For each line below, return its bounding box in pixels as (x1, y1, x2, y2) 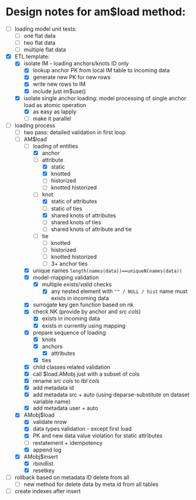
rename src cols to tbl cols (32, 377, 100, 384)
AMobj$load (23, 411, 55, 419)
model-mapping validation (32, 274, 99, 281)
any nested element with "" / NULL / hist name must (51, 287, 187, 295)
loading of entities (32, 142, 79, 150)
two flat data (23, 39, 56, 47)
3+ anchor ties (51, 260, 88, 267)
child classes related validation (32, 363, 111, 371)
